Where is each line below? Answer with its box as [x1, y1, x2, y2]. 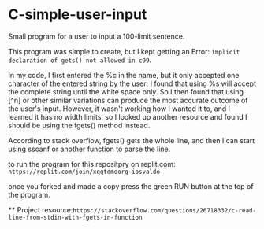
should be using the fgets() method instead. [8, 120, 151, 130]
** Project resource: [8, 205, 73, 214]
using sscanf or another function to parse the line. [8, 144, 171, 153]
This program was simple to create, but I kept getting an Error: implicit [8, 46, 240, 56]
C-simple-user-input [8, 6, 147, 24]
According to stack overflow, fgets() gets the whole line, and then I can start [8, 135, 255, 145]
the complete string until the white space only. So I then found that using [8, 87, 244, 96]
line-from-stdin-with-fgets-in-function [8, 213, 143, 221]
